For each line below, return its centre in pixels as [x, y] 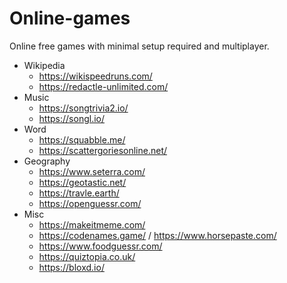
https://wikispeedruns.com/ [95, 76]
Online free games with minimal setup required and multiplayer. [139, 46]
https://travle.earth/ [79, 193]
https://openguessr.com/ [90, 203]
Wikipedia [44, 65]
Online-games [70, 18]
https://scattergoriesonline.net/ [103, 150]
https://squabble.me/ [82, 139]
